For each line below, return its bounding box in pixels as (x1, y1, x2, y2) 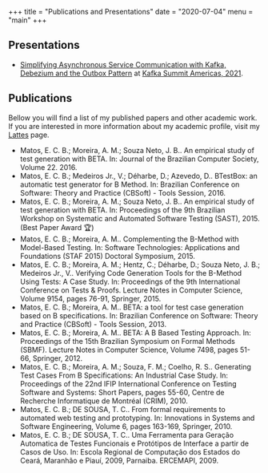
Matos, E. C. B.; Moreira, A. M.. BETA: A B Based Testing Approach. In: (19, 328, 252, 338)
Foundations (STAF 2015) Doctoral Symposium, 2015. (19, 251, 196, 261)
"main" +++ (8, 15, 47, 25)
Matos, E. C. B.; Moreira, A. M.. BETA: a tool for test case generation (19, 302, 244, 312)
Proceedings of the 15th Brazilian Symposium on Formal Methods (19, 336, 236, 346)
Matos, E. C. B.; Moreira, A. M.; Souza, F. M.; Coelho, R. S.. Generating (19, 362, 252, 371)
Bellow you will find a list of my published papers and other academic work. (8, 112, 258, 123)
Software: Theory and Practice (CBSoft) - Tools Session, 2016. (19, 188, 226, 197)
